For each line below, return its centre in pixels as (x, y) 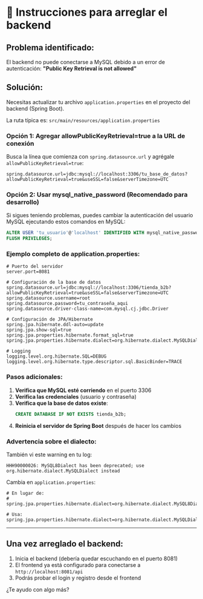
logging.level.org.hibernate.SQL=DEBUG (56, 356)
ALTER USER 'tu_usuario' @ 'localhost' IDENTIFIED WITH (76, 233)
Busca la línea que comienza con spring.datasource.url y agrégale (90, 157)
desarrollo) (23, 202)
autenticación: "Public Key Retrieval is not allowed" (72, 68)
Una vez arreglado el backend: (65, 544)
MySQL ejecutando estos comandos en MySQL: (66, 222)
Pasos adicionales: (34, 377)
